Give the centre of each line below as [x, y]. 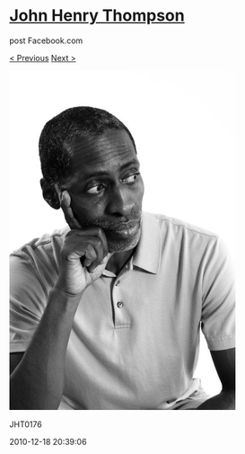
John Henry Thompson [97, 16]
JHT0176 [26, 424]
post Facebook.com [46, 40]
